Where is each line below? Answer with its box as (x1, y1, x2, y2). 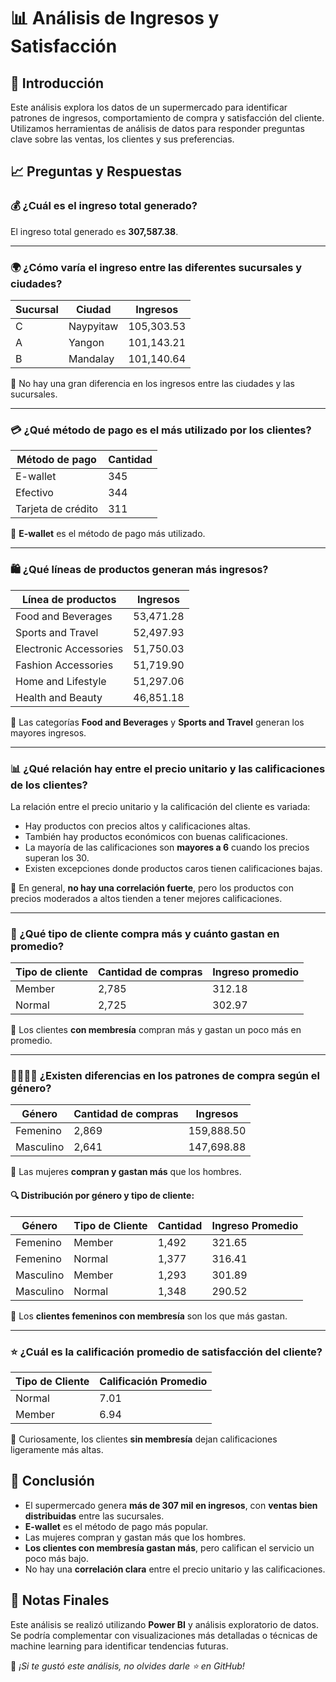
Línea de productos (21, 592, 117, 606)
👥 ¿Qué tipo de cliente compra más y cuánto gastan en (10, 926, 280, 940)
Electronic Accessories (15, 641, 124, 655)
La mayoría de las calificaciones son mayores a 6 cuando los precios (24, 841, 310, 853)
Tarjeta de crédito (15, 502, 99, 516)
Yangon (68, 335, 105, 349)
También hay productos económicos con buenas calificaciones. (24, 830, 288, 842)
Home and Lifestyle (15, 674, 107, 688)
